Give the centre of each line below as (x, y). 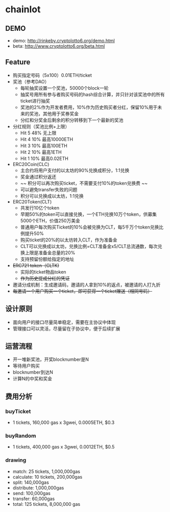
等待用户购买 (26, 366)
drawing (16, 460)
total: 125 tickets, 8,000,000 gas (46, 504)
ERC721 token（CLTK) (36, 265)
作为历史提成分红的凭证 (45, 278)
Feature (18, 62)
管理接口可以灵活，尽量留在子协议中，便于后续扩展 (66, 329)
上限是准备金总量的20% (50, 253)
